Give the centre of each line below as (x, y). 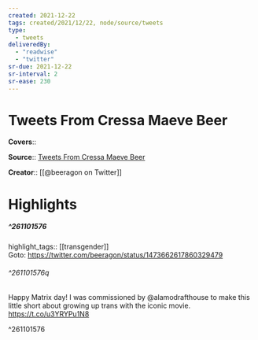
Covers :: (22, 142)
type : (17, 30)
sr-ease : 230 (29, 81)
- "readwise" (37, 52)
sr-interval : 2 (33, 74)
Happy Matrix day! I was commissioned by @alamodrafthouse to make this (129, 297)
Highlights (42, 204)
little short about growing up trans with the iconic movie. (100, 305)
